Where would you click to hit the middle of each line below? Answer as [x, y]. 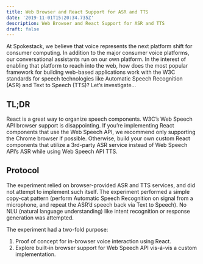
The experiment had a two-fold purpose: [57, 229]
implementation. [35, 254]
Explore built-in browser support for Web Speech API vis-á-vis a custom [106, 248]
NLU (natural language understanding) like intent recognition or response [98, 211]
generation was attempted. [40, 218]
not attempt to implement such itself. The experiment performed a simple [98, 191]
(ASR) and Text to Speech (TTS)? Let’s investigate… [71, 85]
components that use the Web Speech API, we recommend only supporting [101, 132]
